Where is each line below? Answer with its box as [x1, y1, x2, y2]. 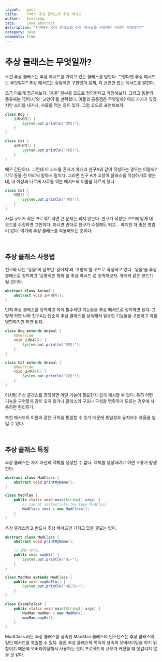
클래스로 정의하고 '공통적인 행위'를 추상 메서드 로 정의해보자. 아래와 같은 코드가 [5, 273, 153, 279]
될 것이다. [5, 279, 23, 284]
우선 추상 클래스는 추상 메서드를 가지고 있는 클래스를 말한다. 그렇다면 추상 [5, 73, 143, 79]
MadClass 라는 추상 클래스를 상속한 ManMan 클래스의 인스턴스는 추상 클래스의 [5, 634, 155, 640]
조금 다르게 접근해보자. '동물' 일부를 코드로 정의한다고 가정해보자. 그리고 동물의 [5, 90, 153, 96]
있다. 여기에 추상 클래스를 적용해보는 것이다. [10, 227, 93, 233]
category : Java [5, 30, 36, 35]
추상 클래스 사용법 [5, 253, 55, 261]
